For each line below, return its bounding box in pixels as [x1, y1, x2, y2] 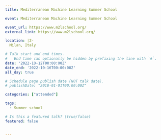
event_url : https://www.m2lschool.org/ [5, 25, 87, 30]
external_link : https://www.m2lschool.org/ [5, 29, 96, 34]
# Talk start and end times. [5, 52, 65, 57]
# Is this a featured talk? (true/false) [5, 114, 91, 119]
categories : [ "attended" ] [5, 92, 58, 97]
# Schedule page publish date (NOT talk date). [5, 79, 105, 84]
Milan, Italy [9, 43, 36, 48]
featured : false [5, 118, 38, 124]
